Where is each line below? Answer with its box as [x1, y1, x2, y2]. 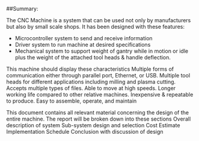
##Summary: [6, 5, 38, 12]
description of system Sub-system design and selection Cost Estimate [6, 122, 180, 128]
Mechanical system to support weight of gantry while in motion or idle [14, 47, 188, 55]
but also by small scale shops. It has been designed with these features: [6, 23, 185, 30]
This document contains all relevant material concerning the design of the [6, 109, 189, 116]
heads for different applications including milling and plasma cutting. [6, 78, 176, 85]
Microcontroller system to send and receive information [14, 35, 153, 41]
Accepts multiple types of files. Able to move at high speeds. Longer [6, 85, 176, 92]
